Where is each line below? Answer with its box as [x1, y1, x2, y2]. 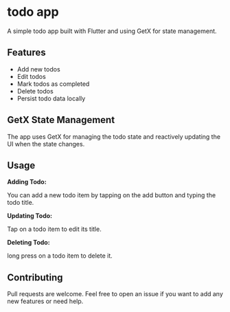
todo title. [7, 199, 34, 207]
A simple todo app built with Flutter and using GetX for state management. [7, 27, 218, 35]
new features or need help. [7, 297, 84, 306]
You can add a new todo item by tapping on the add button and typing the [7, 191, 216, 199]
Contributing [7, 271, 63, 283]
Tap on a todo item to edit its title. [7, 225, 102, 234]
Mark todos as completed [16, 80, 90, 88]
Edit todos [16, 72, 46, 80]
